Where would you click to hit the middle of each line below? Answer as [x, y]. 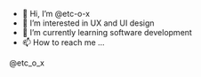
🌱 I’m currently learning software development [107, 32]
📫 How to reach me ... [63, 42]
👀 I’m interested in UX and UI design [88, 23]
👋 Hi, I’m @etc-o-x [56, 14]
